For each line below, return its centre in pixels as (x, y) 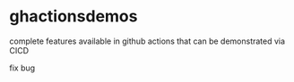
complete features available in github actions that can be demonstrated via (147, 41)
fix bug (22, 68)
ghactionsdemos (73, 16)
